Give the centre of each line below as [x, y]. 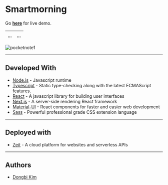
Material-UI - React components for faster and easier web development [86, 107]
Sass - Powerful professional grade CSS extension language [74, 112]
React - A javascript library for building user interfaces [68, 96]
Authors [18, 165]
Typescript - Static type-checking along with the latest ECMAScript [82, 85]
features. [22, 91]
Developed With [31, 68]
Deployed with [28, 133]
